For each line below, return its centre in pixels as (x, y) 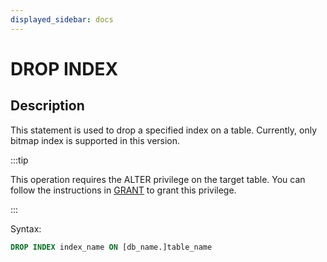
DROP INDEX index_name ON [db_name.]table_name (111, 247)
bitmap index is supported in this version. (95, 140)
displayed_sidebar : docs (62, 19)
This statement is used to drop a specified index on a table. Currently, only (164, 130)
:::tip (19, 160)
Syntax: (26, 228)
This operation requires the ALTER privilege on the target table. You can (158, 179)
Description (47, 106)
